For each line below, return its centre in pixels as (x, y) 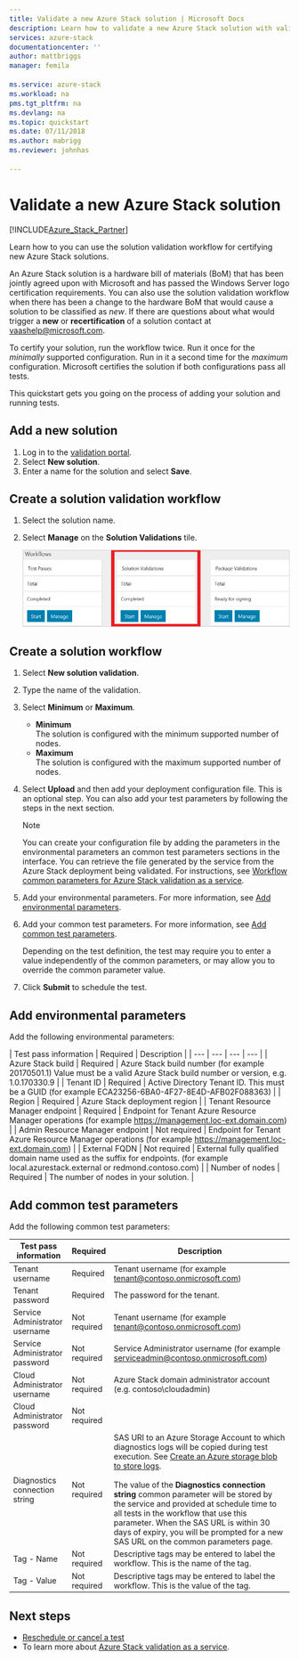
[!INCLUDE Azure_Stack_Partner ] (69, 229)
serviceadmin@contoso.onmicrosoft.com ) (191, 1357)
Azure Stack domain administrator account (191, 1379)
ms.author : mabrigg (45, 141)
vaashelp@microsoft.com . (57, 330)
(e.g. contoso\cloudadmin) (162, 1389)
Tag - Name (35, 1558)
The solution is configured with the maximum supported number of (158, 762)
